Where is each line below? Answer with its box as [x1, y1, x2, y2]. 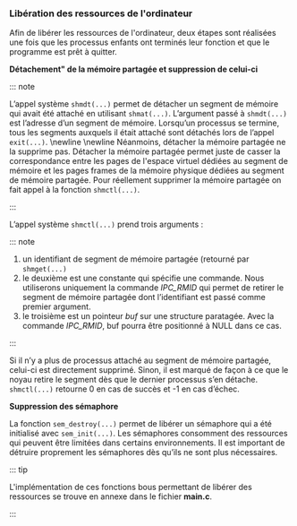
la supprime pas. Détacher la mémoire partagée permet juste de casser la [9, 146, 281, 157]
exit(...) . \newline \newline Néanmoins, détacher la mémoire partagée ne [9, 137, 286, 148]
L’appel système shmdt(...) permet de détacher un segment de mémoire [9, 99, 279, 109]
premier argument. [21, 301, 91, 312]
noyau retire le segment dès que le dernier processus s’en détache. [9, 375, 258, 385]
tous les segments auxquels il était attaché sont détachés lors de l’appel [9, 127, 275, 138]
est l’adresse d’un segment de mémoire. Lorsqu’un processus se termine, [9, 117, 280, 128]
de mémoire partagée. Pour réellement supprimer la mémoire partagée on [9, 175, 282, 185]
